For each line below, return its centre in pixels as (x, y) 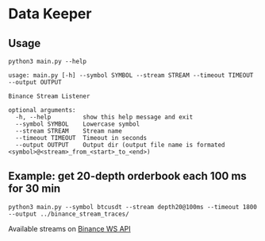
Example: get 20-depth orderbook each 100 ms (128, 176)
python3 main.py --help (48, 61)
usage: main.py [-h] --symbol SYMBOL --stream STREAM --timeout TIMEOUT (131, 76)
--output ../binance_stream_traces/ (69, 214)
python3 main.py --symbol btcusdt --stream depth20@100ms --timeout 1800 (133, 207)
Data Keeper (50, 14)
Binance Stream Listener (49, 96)
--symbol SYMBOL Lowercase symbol (78, 124)
